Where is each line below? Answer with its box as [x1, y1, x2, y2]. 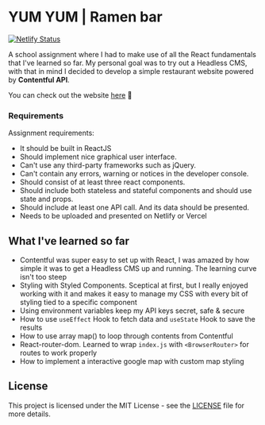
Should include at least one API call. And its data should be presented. [19, 203, 250, 212]
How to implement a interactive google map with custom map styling [19, 357, 244, 366]
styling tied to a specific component [19, 298, 137, 307]
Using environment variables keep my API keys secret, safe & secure [19, 306, 245, 315]
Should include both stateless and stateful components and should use [19, 186, 252, 195]
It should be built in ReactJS [19, 144, 112, 153]
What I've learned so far [8, 234, 129, 248]
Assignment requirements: [8, 128, 95, 138]
